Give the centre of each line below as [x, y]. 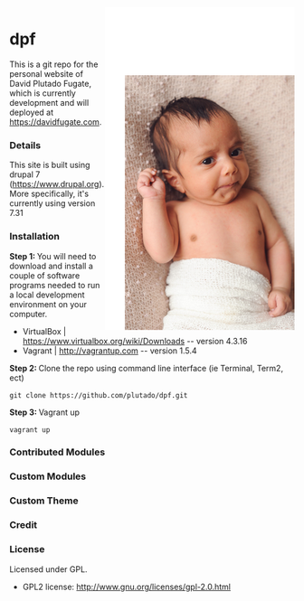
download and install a [51, 266]
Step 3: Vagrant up [44, 412]
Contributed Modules [57, 452]
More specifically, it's [49, 194]
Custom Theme [44, 501]
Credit [24, 525]
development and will [49, 102]
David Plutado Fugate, [51, 83]
